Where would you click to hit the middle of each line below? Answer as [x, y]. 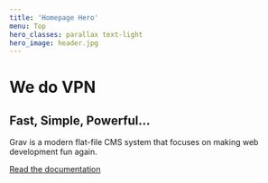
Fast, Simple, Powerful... [80, 120]
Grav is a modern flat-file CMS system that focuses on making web [134, 142]
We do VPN [53, 87]
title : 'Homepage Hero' [54, 18]
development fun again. [53, 152]
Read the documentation [55, 169]
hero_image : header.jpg [54, 43]
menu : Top [28, 26]
